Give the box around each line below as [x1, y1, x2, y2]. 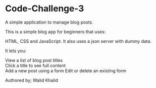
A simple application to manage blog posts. [5, 19, 93, 25]
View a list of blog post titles [5, 57, 63, 63]
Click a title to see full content [5, 62, 66, 68]
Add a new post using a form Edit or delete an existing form [5, 67, 126, 74]
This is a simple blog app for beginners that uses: [5, 29, 106, 34]
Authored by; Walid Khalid [5, 77, 58, 83]
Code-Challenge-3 [5, 3, 84, 14]
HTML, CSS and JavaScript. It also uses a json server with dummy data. [5, 38, 152, 44]
